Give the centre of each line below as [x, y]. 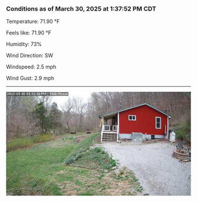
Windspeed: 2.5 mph [31, 67]
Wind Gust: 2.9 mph [30, 78]
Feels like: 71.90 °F [29, 33]
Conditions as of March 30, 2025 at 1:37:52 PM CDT [81, 9]
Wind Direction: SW [30, 56]
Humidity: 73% [24, 44]
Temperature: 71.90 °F [33, 22]
